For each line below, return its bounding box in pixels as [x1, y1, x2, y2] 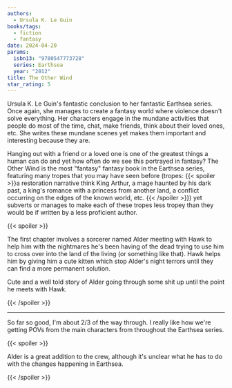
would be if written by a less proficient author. [7, 208, 138, 217]
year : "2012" [13, 68, 51, 75]
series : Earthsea [13, 61, 64, 68]
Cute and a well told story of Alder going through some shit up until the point [7, 278, 225, 287]
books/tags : [7, 23, 41, 30]
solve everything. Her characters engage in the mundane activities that [7, 115, 209, 123]
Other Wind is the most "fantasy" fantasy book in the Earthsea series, [7, 164, 205, 173]
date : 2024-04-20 [7, 42, 57, 49]
